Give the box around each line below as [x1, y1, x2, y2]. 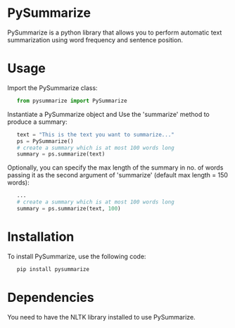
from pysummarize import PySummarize [16, 97, 128, 104]
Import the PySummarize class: [7, 83, 98, 92]
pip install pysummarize [16, 265, 90, 272]
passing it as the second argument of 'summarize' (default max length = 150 [7, 171, 229, 179]
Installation [7, 229, 75, 245]
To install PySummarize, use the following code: [7, 252, 146, 260]
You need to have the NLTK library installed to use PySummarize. [7, 313, 196, 321]
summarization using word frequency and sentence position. [7, 35, 184, 44]
